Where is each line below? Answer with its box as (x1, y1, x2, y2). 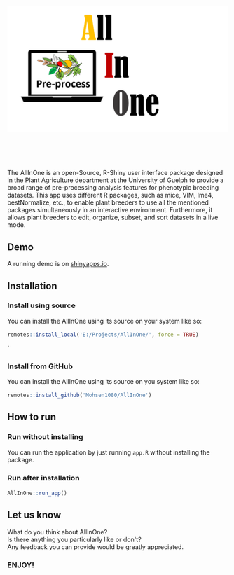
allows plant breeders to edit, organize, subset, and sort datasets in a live (7, 213, 219, 222)
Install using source (7, 300, 76, 310)
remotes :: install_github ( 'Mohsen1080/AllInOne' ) (7, 392, 152, 399)
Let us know (7, 509, 62, 521)
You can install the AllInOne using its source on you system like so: (7, 377, 200, 386)
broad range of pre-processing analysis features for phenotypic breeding (7, 183, 219, 192)
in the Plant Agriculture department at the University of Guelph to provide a (7, 176, 224, 184)
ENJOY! (7, 560, 35, 569)
